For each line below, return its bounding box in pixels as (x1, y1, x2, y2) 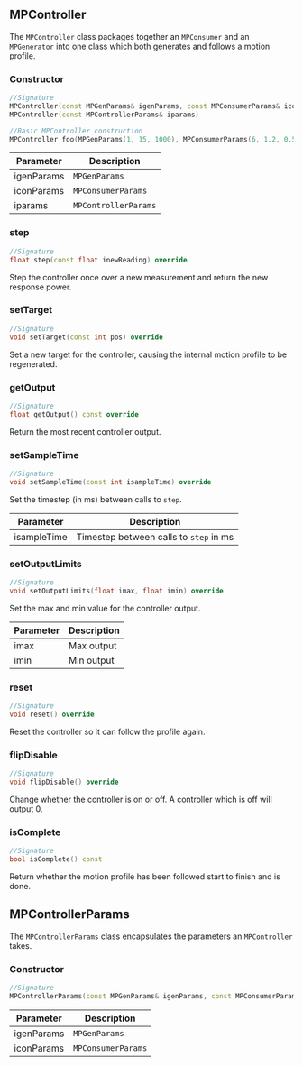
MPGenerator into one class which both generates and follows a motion (9, 41, 271, 51)
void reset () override (9, 710, 95, 719)
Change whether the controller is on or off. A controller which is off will (9, 794, 272, 804)
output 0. (9, 803, 43, 814)
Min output (68, 654, 115, 666)
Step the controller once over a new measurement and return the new (9, 271, 269, 282)
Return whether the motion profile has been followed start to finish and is (9, 870, 281, 882)
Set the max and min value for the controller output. (9, 602, 201, 613)
